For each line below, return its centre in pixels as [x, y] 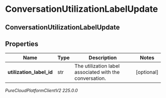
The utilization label [97, 66]
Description [103, 58]
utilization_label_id [30, 72]
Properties [22, 44]
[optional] [147, 72]
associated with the [97, 72]
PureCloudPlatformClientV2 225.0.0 [41, 91]
